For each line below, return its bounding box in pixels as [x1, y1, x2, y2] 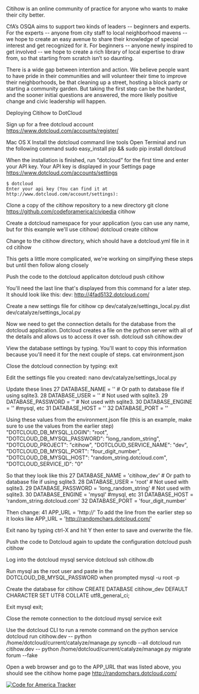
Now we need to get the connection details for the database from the [6, 320, 176, 327]
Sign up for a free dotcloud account [6, 121, 94, 127]
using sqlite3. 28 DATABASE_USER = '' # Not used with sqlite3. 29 [6, 392, 168, 399]
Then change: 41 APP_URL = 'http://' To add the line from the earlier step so [6, 509, 192, 516]
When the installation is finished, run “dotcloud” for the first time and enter [6, 157, 189, 163]
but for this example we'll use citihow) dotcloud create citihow [6, 226, 159, 233]
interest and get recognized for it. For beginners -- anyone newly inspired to [6, 42, 193, 49]
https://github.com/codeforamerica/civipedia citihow [6, 208, 136, 215]
